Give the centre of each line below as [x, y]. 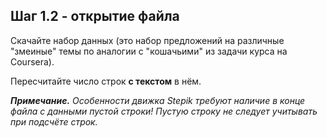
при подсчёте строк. [54, 121]
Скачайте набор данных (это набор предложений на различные [147, 40]
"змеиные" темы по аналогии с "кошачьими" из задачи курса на [149, 51]
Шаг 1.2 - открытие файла [95, 16]
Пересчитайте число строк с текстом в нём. [106, 81]
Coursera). [32, 61]
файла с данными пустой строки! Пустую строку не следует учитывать [164, 111]
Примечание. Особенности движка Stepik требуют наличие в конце [158, 100]
